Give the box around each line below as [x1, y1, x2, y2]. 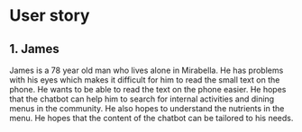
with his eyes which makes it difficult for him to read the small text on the [9, 75, 280, 85]
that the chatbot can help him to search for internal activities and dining [9, 93, 275, 104]
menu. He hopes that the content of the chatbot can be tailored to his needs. [9, 113, 294, 123]
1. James [9, 41, 60, 57]
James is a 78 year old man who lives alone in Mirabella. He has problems [9, 65, 284, 75]
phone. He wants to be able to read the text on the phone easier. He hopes [9, 84, 287, 94]
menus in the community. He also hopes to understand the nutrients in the [9, 103, 285, 113]
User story [9, 5, 90, 26]
